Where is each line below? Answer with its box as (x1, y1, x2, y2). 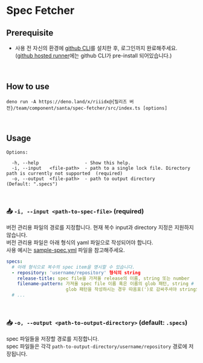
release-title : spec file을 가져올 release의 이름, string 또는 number (17, 275, 190, 281)
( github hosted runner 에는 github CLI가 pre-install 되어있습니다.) (14, 52, 172, 59)
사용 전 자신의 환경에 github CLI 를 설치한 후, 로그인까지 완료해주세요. (14, 45, 178, 51)
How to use (6, 82, 50, 92)
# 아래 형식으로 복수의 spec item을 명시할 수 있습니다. (11, 264, 135, 270)
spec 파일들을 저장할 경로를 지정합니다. (6, 335, 100, 342)
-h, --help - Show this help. (11, 159, 131, 166)
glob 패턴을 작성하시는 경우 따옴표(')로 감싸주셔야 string (65, 286, 196, 293)
